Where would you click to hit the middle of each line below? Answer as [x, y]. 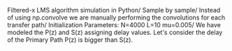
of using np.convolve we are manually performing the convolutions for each [116, 17]
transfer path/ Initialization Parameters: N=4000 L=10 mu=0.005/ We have [114, 25]
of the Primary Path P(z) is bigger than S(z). [70, 40]
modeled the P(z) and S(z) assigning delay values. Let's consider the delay [115, 32]
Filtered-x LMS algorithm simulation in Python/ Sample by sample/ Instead [114, 10]
